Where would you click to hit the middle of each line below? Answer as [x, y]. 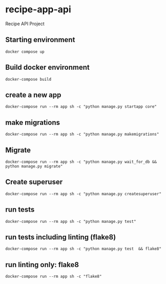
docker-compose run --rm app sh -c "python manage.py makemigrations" [82, 135]
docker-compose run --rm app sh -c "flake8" [54, 277]
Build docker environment [47, 68]
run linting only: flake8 [42, 265]
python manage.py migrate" [34, 166]
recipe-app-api [38, 10]
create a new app [33, 95]
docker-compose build [28, 79]
